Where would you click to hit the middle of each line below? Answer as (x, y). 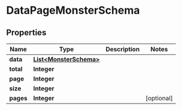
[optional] (160, 98)
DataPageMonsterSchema (73, 10)
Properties (26, 33)
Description (123, 49)
